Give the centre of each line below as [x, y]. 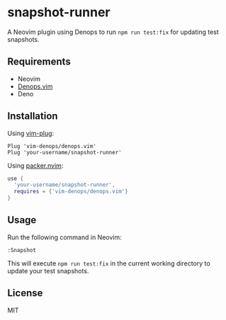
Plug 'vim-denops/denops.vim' [52, 146]
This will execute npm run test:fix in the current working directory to [109, 263]
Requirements [39, 62]
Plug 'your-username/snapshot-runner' [64, 152]
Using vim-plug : [31, 133]
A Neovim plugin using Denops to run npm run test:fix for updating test [113, 32]
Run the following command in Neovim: [64, 237]
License [25, 293]
